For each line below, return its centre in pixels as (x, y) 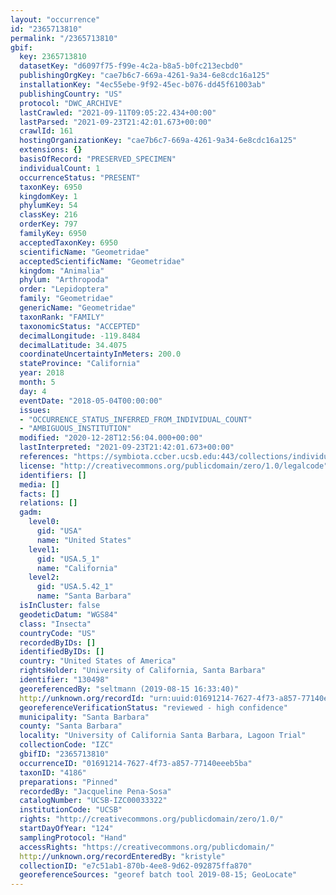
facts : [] (39, 494)
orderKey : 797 (48, 224)
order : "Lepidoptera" (64, 289)
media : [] (39, 484)
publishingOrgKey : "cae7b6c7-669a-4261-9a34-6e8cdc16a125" (145, 76)
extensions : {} (51, 150)
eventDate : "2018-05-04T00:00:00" (91, 401)
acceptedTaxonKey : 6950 (68, 242)
